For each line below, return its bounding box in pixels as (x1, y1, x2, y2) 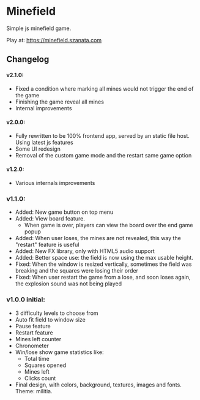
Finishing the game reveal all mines (15, 98, 104, 105)
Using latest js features (15, 138, 73, 146)
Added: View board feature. (15, 215, 86, 222)
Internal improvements (15, 104, 72, 111)
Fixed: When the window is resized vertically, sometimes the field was (15, 260, 192, 268)
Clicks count (24, 374, 56, 382)
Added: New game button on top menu (15, 208, 114, 216)
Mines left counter (15, 335, 62, 342)
